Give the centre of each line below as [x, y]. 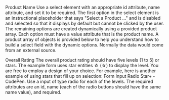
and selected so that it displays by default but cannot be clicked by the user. [85, 23]
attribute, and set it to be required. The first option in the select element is [82, 13]
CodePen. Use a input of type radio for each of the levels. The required [79, 81]
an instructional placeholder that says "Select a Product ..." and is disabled [83, 18]
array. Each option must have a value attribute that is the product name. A [82, 34]
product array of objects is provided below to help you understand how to [82, 39]
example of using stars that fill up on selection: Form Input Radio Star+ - [80, 76]
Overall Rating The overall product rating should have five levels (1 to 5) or [82, 60]
